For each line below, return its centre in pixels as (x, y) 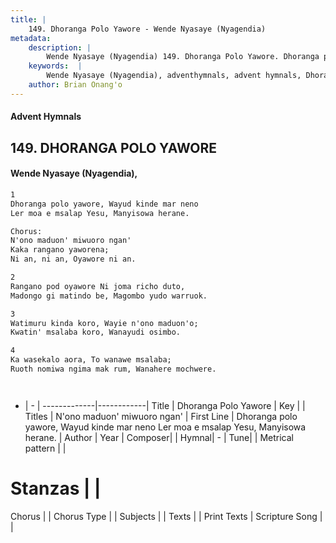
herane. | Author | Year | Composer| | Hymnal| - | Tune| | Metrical (159, 437)
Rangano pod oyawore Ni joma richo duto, (98, 286)
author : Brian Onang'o (75, 85)
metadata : (31, 38)
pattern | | (45, 448)
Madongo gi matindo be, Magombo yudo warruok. (109, 296)
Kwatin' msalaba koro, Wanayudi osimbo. (96, 332)
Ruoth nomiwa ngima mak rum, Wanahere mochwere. (113, 369)
